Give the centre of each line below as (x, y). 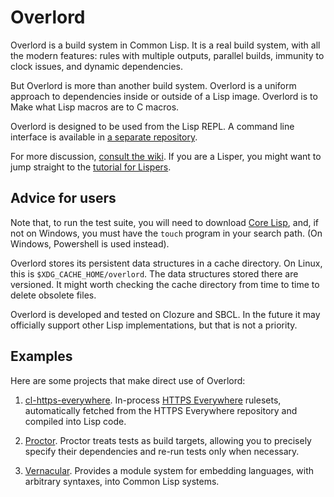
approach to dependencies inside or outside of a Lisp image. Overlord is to (164, 96)
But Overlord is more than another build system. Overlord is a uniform (153, 85)
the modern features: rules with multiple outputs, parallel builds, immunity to (167, 55)
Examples (41, 356)
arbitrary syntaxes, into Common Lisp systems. (122, 481)
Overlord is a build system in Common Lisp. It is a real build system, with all (165, 45)
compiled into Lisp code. (75, 421)
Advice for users (63, 198)
